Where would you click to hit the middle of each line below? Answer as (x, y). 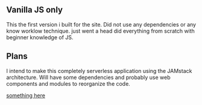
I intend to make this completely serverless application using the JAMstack (99, 71)
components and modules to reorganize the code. (68, 83)
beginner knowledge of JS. (40, 37)
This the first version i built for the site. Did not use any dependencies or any (101, 24)
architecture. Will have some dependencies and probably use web (88, 77)
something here (26, 95)
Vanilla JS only (35, 10)
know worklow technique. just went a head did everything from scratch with (100, 31)
